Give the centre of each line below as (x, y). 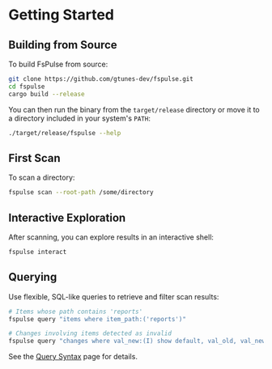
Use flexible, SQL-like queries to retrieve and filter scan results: (114, 296)
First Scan (34, 158)
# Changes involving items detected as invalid (90, 333)
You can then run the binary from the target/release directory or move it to (134, 109)
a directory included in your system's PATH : (80, 118)
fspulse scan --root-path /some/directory (81, 193)
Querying (33, 277)
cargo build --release (47, 94)
